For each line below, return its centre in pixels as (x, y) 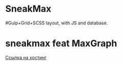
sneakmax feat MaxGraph (61, 43)
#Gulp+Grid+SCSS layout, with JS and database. (57, 23)
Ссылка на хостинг (26, 57)
